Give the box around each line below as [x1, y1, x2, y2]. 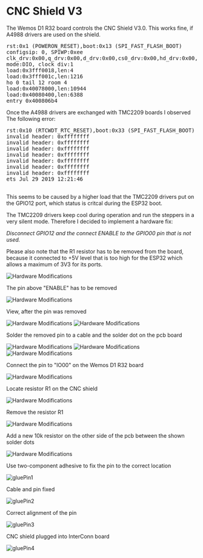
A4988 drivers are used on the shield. [6, 30, 101, 38]
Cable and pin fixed [6, 485, 55, 493]
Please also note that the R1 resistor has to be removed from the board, [6, 247, 184, 255]
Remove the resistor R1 [6, 408, 64, 416]
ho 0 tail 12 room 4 [6, 79, 68, 86]
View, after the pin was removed [6, 308, 87, 315]
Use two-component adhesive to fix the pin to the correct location [6, 462, 171, 469]
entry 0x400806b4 [6, 97, 58, 104]
